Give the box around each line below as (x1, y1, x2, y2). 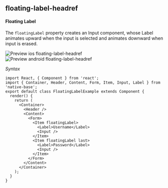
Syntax (5, 66, 20, 72)
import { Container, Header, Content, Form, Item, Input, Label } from (5, 80, 160, 85)
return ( (14, 98, 33, 103)
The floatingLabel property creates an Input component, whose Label (5, 30, 154, 36)
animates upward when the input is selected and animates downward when (5, 35, 163, 41)
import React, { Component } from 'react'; (5, 75, 99, 80)
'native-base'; (5, 84, 38, 90)
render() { (10, 93, 33, 98)
